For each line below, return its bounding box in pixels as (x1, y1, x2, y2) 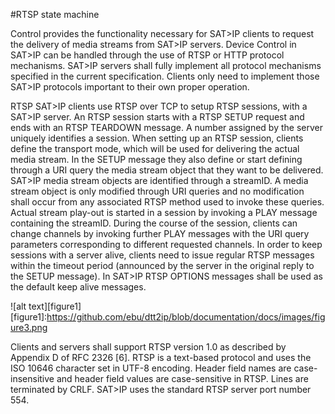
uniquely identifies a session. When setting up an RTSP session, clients (10, 132, 304, 144)
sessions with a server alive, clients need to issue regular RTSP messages (10, 249, 315, 261)
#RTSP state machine (10, 9, 100, 20)
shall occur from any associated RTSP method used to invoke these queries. (10, 196, 325, 208)
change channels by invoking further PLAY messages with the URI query (10, 228, 310, 239)
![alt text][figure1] (10, 300, 82, 312)
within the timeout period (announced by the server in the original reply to (10, 260, 315, 271)
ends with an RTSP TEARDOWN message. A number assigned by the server (10, 122, 323, 133)
